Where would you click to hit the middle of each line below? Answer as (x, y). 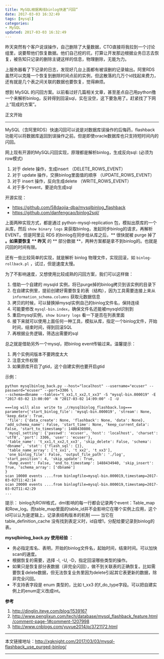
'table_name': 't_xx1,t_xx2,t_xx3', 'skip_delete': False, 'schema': (79, 442)
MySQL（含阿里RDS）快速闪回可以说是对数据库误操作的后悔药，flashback (80, 130)
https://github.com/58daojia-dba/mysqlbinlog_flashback (69, 207)
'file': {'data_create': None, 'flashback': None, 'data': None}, (76, 420)
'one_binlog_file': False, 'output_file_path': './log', (66, 454)
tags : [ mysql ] (20, 19)
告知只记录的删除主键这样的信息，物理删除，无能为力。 (73, 59)
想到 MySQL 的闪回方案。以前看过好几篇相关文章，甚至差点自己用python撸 (81, 92)
